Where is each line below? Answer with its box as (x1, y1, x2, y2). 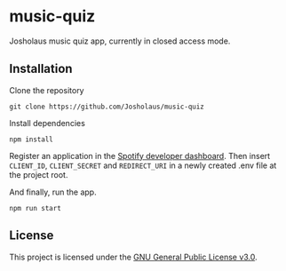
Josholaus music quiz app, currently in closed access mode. (9, 36, 231, 46)
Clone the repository (9, 84, 84, 95)
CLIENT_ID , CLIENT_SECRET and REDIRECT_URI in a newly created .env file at (9, 160, 277, 171)
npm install (9, 135, 53, 144)
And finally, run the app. (9, 187, 97, 197)
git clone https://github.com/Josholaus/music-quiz (9, 102, 204, 111)
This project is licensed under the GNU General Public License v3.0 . (9, 251, 258, 262)
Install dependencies (9, 117, 86, 128)
